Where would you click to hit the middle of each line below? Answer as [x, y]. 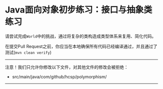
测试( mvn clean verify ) [28, 52]
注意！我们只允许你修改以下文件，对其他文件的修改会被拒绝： [67, 67]
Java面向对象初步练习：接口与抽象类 [79, 10]
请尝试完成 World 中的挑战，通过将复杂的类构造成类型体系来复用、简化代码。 [81, 36]
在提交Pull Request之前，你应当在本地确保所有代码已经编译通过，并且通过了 [81, 46]
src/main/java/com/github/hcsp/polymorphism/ [59, 76]
